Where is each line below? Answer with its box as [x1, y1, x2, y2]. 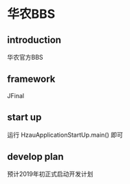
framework [7, 73, 56, 85]
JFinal [7, 91, 25, 100]
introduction [7, 34, 62, 45]
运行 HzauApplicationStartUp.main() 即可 [7, 130, 123, 139]
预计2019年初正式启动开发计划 [7, 170, 94, 179]
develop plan [7, 151, 64, 163]
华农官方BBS [7, 53, 43, 61]
